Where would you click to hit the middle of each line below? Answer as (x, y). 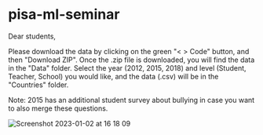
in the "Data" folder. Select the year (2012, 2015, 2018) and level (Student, (127, 67)
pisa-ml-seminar (64, 15)
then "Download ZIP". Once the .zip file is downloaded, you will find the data (131, 60)
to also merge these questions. (58, 108)
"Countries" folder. (38, 85)
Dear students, (32, 36)
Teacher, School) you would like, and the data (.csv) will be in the (113, 76)
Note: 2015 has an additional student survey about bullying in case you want (131, 100)
